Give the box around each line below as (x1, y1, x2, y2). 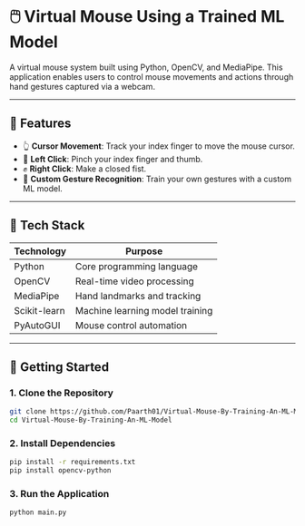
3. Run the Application (9, 487, 110, 500)
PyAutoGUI (14, 318, 61, 331)
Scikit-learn (14, 304, 65, 317)
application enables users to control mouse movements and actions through (9, 71, 294, 82)
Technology (14, 245, 66, 258)
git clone (9, 407, 47, 416)
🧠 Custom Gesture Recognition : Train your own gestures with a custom (22, 173, 292, 184)
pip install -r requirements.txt (9, 458, 136, 467)
